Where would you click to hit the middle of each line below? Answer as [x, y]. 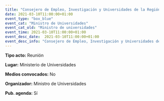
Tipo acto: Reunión [24, 55]
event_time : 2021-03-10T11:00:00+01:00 [46, 32]
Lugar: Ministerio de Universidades [41, 64]
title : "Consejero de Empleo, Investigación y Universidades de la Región [83, 10]
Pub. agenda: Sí [21, 93]
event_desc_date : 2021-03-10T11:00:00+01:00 [52, 37]
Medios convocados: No [31, 74]
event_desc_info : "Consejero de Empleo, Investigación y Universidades [79, 41]
